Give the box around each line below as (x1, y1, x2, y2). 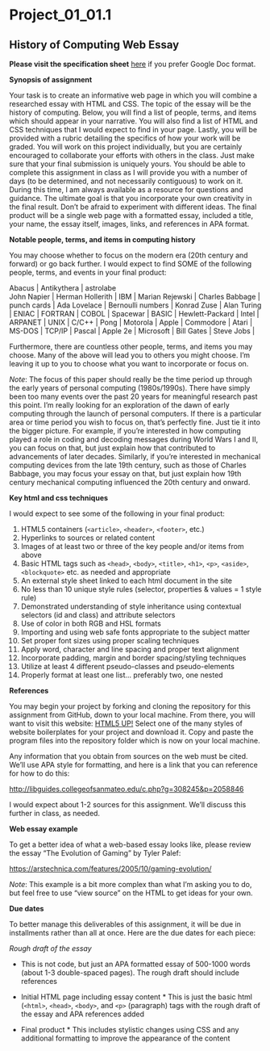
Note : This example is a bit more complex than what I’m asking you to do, (9, 880, 252, 889)
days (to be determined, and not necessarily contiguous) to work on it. (9, 176, 243, 186)
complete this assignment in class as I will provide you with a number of (9, 168, 248, 177)
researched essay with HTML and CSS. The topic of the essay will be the (9, 99, 251, 108)
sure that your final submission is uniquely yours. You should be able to (9, 159, 246, 169)
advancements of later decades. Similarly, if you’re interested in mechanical (9, 452, 261, 461)
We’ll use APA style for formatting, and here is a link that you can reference (9, 760, 259, 769)
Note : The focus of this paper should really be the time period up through (9, 375, 252, 384)
